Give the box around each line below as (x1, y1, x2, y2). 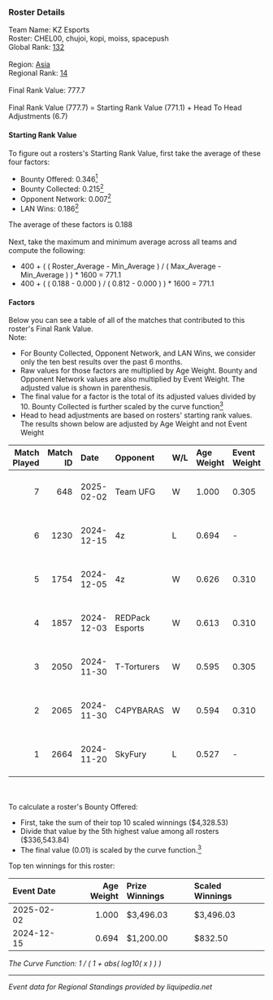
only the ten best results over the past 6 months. (19, 357, 183, 367)
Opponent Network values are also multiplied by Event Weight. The (19, 374, 245, 384)
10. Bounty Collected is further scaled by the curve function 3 (19, 400, 223, 411)
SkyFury (115, 748, 147, 759)
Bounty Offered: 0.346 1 (19, 172, 98, 184)
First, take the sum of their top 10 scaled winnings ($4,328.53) (19, 817, 229, 828)
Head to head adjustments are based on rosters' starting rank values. (19, 410, 253, 420)
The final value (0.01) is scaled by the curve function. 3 (19, 843, 201, 854)
